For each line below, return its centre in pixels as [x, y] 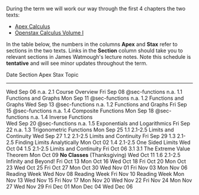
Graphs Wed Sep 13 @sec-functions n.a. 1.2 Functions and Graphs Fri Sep [97, 104]
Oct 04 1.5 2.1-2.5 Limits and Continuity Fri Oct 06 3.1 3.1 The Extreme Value [98, 149]
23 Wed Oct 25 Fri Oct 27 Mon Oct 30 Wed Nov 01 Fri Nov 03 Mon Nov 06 [97, 168]
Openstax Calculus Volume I [49, 33]
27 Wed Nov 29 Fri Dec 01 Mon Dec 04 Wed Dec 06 [70, 186]
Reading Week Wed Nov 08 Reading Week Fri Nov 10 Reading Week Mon [95, 174]
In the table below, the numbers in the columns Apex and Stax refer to [92, 44]
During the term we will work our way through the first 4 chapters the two [96, 9]
